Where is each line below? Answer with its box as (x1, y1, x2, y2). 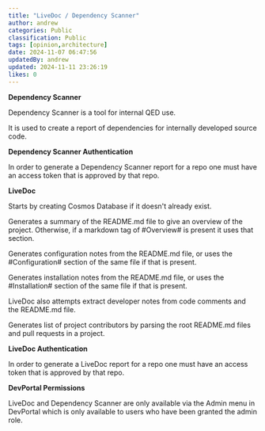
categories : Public (8, 26, 73, 34)
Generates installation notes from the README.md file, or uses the (8, 273, 225, 282)
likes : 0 (8, 71, 37, 78)
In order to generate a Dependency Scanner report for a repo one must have (8, 162, 257, 171)
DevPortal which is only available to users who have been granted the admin (8, 406, 257, 416)
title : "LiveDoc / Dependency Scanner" (8, 11, 140, 20)
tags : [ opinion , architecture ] (8, 41, 108, 49)
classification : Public (8, 33, 87, 42)
